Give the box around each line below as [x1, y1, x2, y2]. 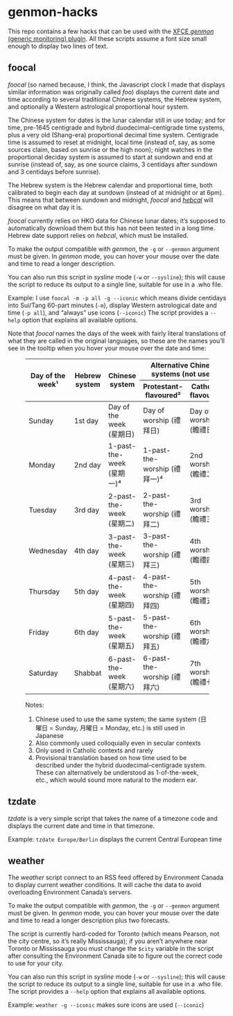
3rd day [74, 505, 100, 515]
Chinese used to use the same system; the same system [35, 715, 197, 723]
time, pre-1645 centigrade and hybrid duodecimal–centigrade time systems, [8, 123, 225, 132]
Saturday [28, 668, 58, 678]
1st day [74, 415, 99, 425]
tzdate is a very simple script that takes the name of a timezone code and [8, 814, 218, 823]
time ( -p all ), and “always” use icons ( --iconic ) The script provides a [8, 308, 209, 316]
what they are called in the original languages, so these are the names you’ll [8, 336, 225, 345]
